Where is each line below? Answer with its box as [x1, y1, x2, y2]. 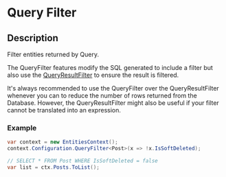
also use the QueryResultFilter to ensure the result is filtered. [7, 71, 179, 79]
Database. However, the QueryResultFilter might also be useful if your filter [7, 99, 220, 107]
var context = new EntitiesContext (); [7, 139, 118, 145]
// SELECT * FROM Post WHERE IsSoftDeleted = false [7, 158, 158, 165]
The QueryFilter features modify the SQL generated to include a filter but [7, 64, 213, 71]
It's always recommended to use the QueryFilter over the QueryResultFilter [7, 84, 220, 92]
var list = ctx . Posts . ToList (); [7, 163, 100, 171]
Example [7, 123, 37, 132]
